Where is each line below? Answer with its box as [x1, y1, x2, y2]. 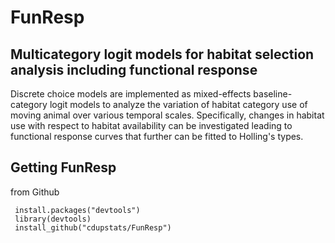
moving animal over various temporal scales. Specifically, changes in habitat [10, 109, 325, 121]
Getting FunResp [10, 159, 117, 176]
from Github [10, 186, 60, 198]
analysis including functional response [10, 61, 258, 78]
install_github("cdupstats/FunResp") [14, 222, 172, 233]
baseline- [253, 88, 293, 100]
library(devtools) [14, 214, 92, 224]
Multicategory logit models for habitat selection [10, 46, 315, 63]
